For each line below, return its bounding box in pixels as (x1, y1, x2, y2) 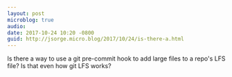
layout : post (7, 10, 45, 17)
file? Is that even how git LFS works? (7, 62, 112, 70)
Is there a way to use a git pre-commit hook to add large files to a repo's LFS (7, 54, 226, 63)
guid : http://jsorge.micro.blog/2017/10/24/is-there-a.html (7, 36, 185, 43)
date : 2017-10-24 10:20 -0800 (7, 29, 95, 36)
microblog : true (7, 16, 54, 23)
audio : (7, 23, 26, 30)
